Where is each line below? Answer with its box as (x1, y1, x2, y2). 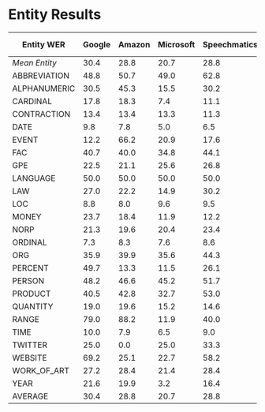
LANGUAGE (12, 172, 56, 183)
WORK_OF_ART (12, 365, 69, 376)
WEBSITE (12, 352, 47, 363)
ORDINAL (12, 237, 47, 248)
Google (82, 39, 111, 50)
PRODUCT (12, 288, 51, 299)
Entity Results (8, 6, 102, 24)
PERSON (12, 275, 45, 286)
